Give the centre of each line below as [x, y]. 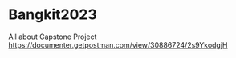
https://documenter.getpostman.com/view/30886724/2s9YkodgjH [118, 44]
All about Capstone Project [53, 37]
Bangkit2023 [53, 15]
